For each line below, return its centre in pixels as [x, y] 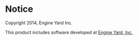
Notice [19, 9]
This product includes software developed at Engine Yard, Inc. [69, 32]
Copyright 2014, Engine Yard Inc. [39, 23]
